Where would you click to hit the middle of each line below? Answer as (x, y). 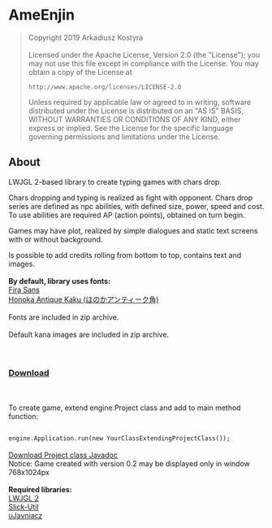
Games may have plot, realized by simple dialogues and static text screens (133, 230)
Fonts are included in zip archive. (64, 317)
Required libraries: (41, 490)
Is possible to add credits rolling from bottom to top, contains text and (125, 255)
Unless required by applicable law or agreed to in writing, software (140, 102)
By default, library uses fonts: (60, 281)
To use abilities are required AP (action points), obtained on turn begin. (127, 215)
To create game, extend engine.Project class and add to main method (125, 408)
